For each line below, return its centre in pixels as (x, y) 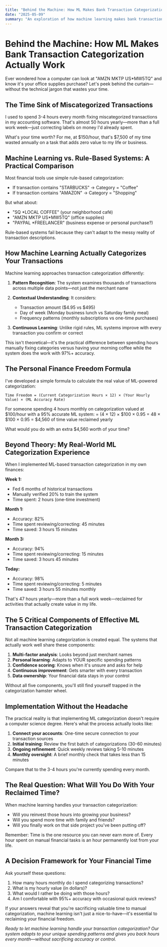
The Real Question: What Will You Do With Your (80, 785)
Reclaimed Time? (32, 793)
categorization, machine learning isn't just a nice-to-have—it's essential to (81, 913)
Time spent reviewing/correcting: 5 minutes (57, 584)
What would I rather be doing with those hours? (61, 893)
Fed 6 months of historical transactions (52, 489)
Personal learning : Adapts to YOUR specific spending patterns (77, 660)
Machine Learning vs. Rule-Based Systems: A (78, 158)
